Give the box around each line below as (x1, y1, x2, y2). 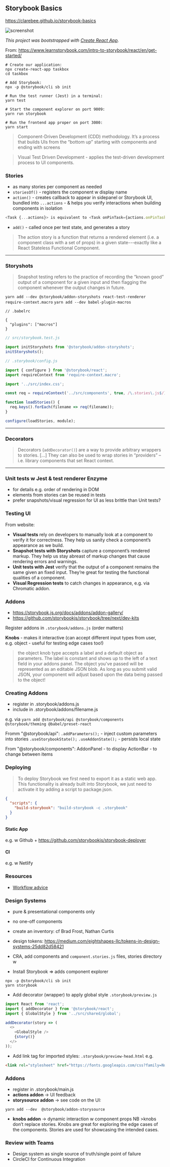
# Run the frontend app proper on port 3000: (5, 120, 103, 125)
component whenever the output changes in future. (17, 284, 125, 291)
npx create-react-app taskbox (5, 67, 69, 72)
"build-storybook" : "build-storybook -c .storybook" (14, 805, 128, 811)
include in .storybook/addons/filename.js (12, 706, 98, 712)
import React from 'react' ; (5, 1001, 65, 1007)
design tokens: (12, 938, 44, 944)
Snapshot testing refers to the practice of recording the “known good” (17, 274, 164, 280)
